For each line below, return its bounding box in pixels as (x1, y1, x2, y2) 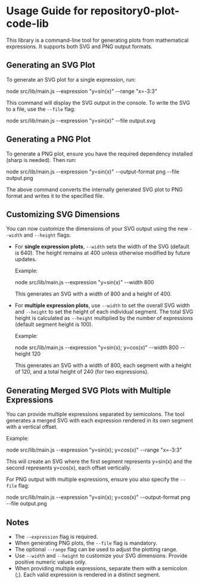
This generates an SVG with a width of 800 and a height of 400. (14, 290, 172, 297)
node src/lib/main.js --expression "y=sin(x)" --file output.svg (6, 117, 156, 124)
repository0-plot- (90, 4, 180, 18)
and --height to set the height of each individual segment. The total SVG (14, 308, 194, 315)
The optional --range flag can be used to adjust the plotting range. (14, 546, 178, 552)
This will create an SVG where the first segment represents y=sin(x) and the (6, 458, 192, 465)
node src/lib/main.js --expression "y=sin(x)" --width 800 (14, 279, 154, 286)
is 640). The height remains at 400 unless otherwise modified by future (14, 249, 191, 257)
